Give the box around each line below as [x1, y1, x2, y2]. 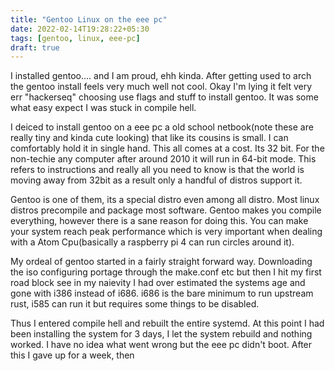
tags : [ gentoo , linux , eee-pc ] [10, 33, 141, 43]
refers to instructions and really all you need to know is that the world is [10, 164, 305, 176]
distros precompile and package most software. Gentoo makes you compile [10, 204, 322, 216]
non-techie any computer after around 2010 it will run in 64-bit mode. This [10, 153, 317, 165]
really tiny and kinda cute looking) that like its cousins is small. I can [10, 132, 289, 144]
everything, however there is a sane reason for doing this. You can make [10, 215, 309, 227]
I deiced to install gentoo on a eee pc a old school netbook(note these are [10, 121, 314, 133]
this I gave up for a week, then [10, 349, 135, 361]
